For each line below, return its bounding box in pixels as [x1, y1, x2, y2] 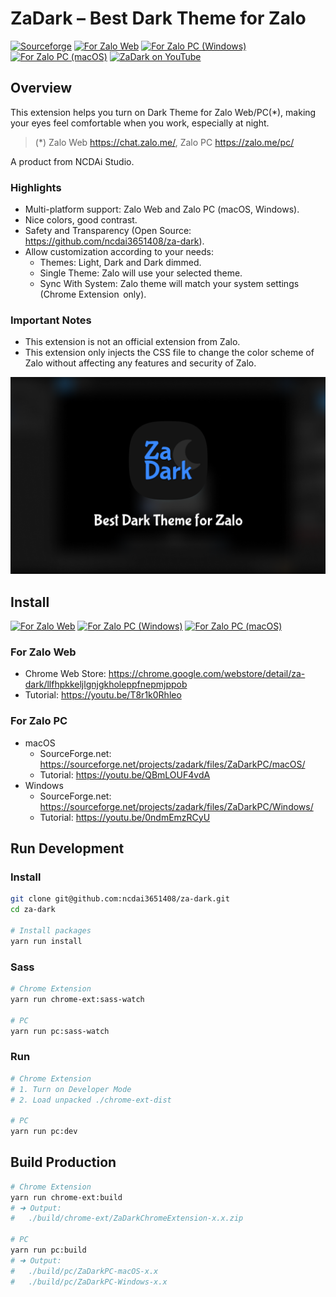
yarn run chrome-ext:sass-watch [10, 994, 145, 1004]
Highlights [10, 180, 62, 194]
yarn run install [10, 936, 83, 946]
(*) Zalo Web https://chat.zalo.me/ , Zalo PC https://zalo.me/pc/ [34, 136, 295, 148]
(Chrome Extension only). [39, 288, 147, 301]
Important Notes [10, 313, 92, 327]
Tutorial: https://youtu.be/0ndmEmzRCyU [39, 811, 211, 823]
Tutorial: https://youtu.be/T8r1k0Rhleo [24, 689, 182, 701]
